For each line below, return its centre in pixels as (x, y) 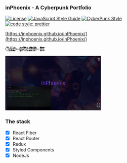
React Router (26, 138)
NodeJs (21, 155)
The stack (18, 121)
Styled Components (33, 150)
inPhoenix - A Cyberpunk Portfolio (48, 8)
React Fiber (25, 133)
